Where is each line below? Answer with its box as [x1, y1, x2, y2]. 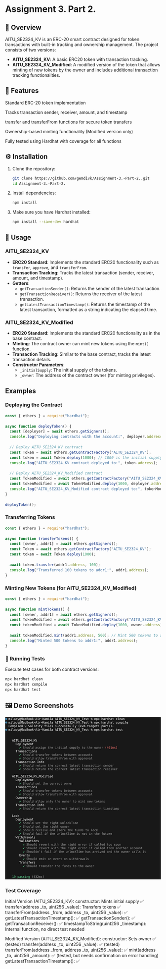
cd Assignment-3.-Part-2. [12, 181, 66, 186]
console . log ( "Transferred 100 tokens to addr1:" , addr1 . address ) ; [9, 567, 149, 573]
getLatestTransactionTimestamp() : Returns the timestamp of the [19, 301, 150, 307]
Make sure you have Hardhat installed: [12, 209, 91, 215]
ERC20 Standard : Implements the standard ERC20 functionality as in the [12, 330, 161, 336]
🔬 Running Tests [5, 655, 45, 662]
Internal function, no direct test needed [5, 926, 85, 932]
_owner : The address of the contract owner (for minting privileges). [19, 373, 156, 378]
